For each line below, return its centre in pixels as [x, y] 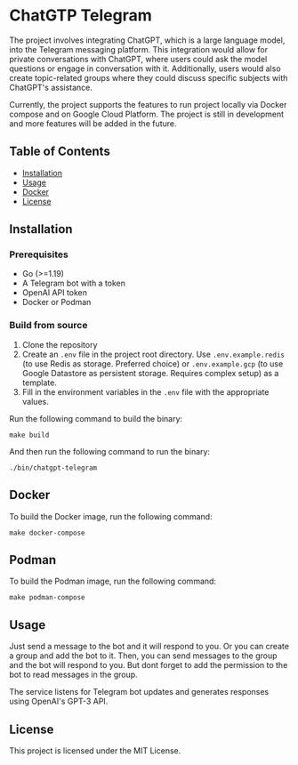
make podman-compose [48, 598]
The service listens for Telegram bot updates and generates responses [139, 692]
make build [29, 435]
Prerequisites [39, 254]
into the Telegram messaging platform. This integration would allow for [139, 49]
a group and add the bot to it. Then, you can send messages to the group [143, 656]
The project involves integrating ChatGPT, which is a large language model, [147, 40]
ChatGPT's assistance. [51, 87]
